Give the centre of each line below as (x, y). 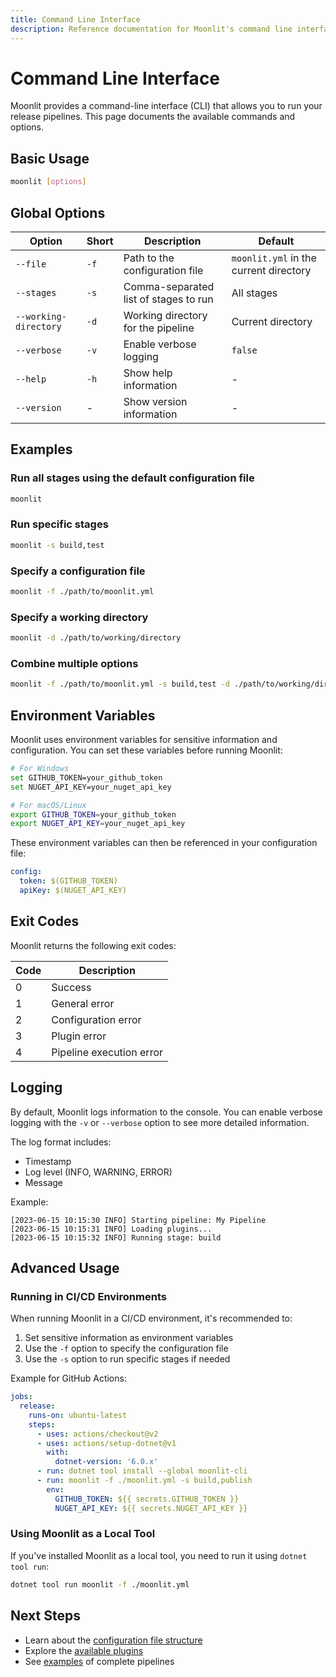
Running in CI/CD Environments (88, 1296)
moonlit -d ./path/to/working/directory (96, 638)
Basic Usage (50, 158)
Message (43, 1182)
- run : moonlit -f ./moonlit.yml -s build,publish (144, 1481)
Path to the (149, 258)
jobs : (21, 1397)
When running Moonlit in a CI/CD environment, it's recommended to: (151, 1318)
